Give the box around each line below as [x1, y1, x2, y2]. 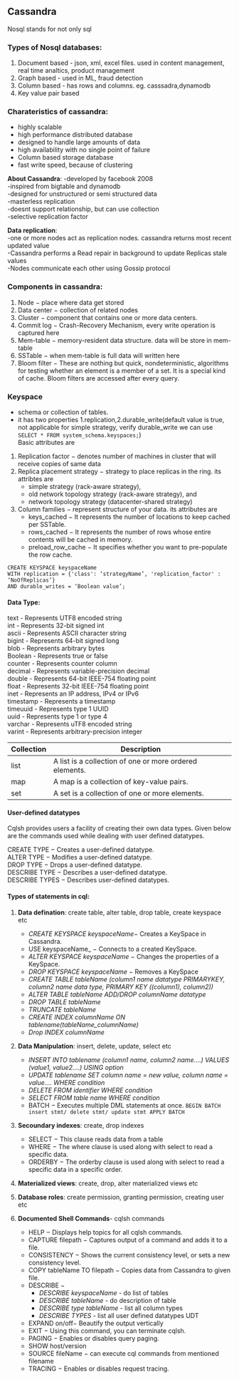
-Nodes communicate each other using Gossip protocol [7, 264, 171, 273]
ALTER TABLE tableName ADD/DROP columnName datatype [28, 990, 206, 999]
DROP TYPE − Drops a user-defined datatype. [7, 860, 142, 869]
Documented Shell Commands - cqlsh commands [17, 1214, 165, 1222]
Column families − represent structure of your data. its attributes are [17, 505, 218, 513]
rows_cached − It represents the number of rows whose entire [28, 527, 211, 536]
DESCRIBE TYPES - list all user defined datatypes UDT [38, 1311, 199, 1319]
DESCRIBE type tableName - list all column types [38, 1304, 184, 1312]
